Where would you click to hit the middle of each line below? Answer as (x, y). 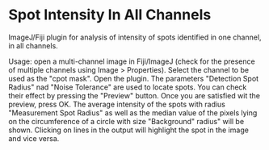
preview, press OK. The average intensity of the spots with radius (117, 104)
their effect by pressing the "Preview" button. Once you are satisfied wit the (134, 95)
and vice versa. (34, 138)
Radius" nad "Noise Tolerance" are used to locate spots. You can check (128, 87)
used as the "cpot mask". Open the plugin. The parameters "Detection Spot (134, 78)
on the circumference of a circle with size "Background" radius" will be (126, 121)
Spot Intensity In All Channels (110, 15)
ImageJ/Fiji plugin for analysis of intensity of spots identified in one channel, (135, 37)
